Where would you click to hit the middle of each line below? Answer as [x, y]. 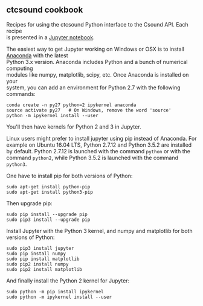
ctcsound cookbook [45, 10]
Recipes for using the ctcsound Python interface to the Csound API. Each [97, 24]
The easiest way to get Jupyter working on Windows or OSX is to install [95, 49]
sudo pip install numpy [36, 253]
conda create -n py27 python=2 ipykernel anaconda [71, 105]
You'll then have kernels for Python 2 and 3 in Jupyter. [74, 127]
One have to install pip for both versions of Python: [69, 176]
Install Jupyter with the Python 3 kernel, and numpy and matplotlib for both [99, 231]
